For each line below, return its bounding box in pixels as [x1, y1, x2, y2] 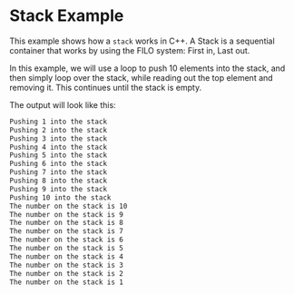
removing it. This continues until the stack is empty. [9, 82, 202, 93]
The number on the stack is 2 [9, 269, 124, 278]
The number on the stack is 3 [9, 260, 124, 269]
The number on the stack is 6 [9, 235, 124, 245]
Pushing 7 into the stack [9, 168, 107, 177]
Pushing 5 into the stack [9, 151, 107, 160]
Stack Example [9, 5, 124, 26]
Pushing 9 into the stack [9, 184, 107, 193]
